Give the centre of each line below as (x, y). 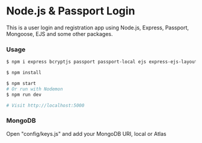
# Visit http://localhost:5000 (45, 105)
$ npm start (21, 83)
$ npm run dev (24, 95)
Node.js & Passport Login (71, 11)
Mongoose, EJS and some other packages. (60, 34)
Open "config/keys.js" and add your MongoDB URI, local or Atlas (86, 133)
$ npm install (24, 73)
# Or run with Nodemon (35, 89)
